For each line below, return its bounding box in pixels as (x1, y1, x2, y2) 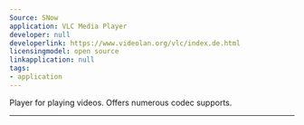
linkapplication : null (9, 55, 95, 64)
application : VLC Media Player (9, 22, 128, 31)
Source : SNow (9, 13, 59, 23)
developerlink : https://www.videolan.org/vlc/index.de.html (9, 38, 242, 48)
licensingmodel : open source (9, 47, 119, 56)
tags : (9, 64, 30, 73)
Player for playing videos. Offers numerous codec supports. (9, 97, 233, 108)
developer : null (9, 30, 71, 39)
